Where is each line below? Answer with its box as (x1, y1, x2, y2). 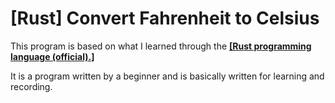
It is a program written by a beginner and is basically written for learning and (10, 70, 325, 82)
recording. (10, 80, 53, 92)
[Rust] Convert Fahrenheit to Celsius (10, 7, 320, 30)
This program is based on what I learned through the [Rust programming (10, 40, 312, 52)
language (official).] (10, 50, 95, 62)
